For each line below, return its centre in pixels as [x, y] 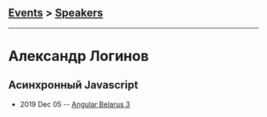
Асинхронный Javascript [74, 85]
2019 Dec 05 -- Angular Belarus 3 [75, 104]
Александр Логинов [79, 56]
